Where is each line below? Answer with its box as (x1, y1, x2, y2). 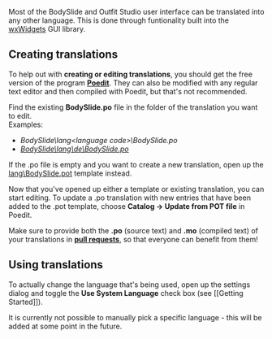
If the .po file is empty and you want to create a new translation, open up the (8, 159, 264, 169)
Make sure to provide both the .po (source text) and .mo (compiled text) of (8, 225, 258, 235)
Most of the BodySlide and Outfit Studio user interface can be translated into (8, 7, 265, 16)
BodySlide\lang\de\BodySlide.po (19, 144, 129, 154)
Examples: (8, 120, 43, 129)
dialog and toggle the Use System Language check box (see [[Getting (8, 288, 244, 298)
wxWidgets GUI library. (8, 24, 86, 33)
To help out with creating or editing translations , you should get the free (8, 69, 253, 79)
